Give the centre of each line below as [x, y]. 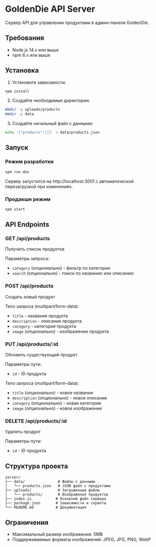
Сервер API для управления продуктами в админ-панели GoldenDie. [77, 23]
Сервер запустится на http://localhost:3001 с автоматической [69, 181]
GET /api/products [27, 239]
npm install [17, 91]
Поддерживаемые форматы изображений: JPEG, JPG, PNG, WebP [81, 539]
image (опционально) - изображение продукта [60, 331]
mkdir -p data [20, 114]
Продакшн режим [28, 199]
